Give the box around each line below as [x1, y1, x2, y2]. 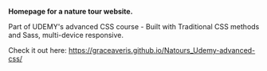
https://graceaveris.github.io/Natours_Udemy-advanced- [69, 46, 256, 54]
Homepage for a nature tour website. [8, 7, 133, 16]
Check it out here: [8, 46, 68, 54]
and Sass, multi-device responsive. [8, 31, 124, 39]
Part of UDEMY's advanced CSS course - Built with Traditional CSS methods [8, 22, 260, 31]
